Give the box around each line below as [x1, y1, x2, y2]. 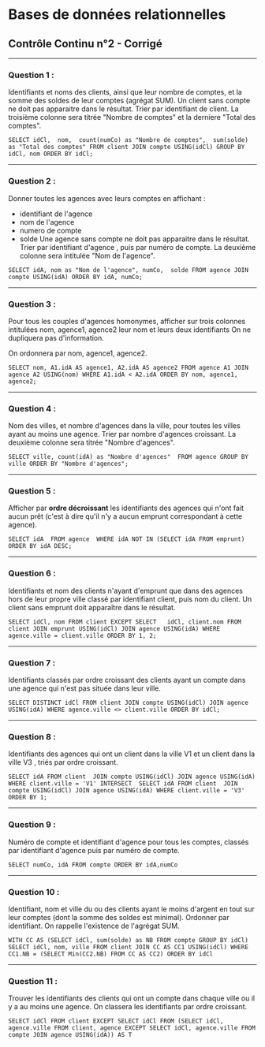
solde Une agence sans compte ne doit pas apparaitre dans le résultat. [19, 234, 250, 244]
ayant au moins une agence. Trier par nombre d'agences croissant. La [8, 430, 237, 439]
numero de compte [19, 225, 82, 235]
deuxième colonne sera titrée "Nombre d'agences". [8, 438, 175, 447]
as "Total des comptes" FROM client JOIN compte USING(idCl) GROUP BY [8, 143, 245, 151]
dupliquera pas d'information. [8, 333, 105, 342]
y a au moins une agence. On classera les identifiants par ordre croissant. [8, 1002, 248, 1012]
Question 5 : [8, 486, 56, 497]
